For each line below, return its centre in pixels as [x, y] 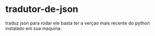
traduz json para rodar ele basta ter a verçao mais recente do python [77, 23]
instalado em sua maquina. [34, 28]
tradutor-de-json [42, 9]
